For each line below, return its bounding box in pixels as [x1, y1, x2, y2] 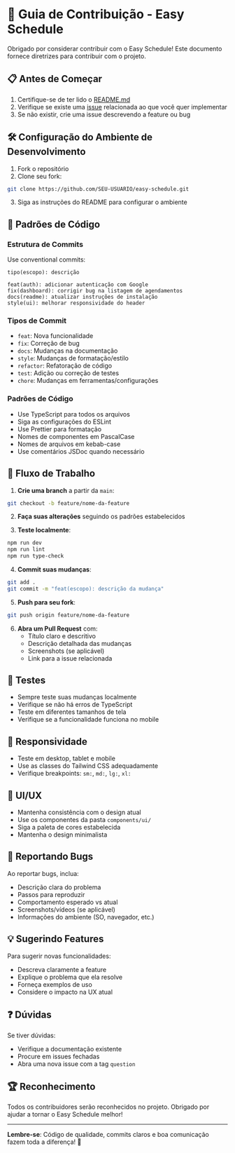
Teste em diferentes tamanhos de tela [17, 708, 127, 716]
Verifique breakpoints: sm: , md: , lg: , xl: [17, 769, 131, 778]
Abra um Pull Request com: [17, 624, 98, 633]
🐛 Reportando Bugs [7, 851, 94, 863]
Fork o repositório [17, 164, 69, 173]
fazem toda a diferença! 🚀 [7, 1138, 82, 1146]
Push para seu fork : [17, 598, 76, 606]
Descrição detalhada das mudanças [27, 639, 131, 647]
